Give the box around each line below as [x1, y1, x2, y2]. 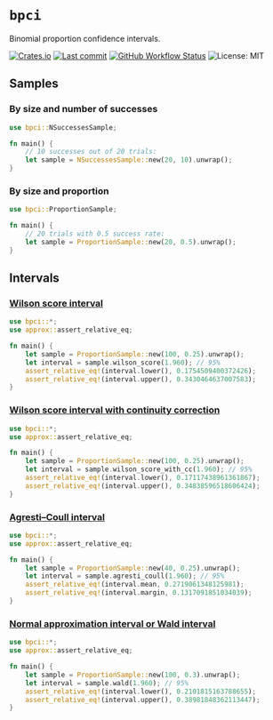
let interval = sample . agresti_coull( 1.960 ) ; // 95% [25, 572, 225, 580]
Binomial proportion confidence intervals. [9, 33, 161, 44]
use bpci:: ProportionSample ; [9, 205, 117, 214]
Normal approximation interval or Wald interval [9, 617, 216, 629]
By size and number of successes [9, 103, 158, 116]
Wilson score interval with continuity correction [9, 404, 221, 416]
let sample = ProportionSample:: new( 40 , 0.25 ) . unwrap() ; [25, 564, 241, 572]
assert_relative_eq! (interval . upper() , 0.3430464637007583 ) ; [25, 374, 256, 384]
